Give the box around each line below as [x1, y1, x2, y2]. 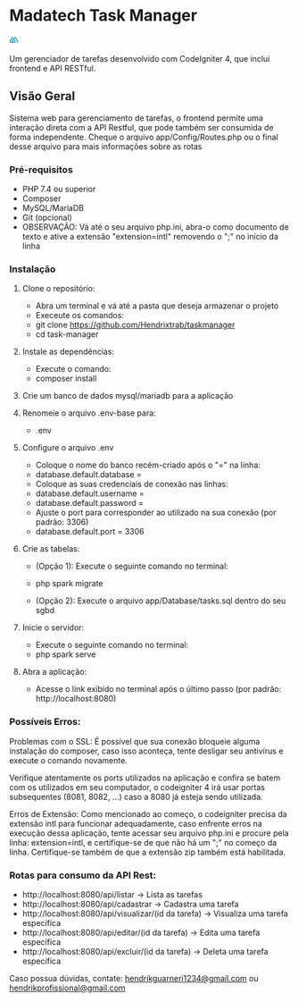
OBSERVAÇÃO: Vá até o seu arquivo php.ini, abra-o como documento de [21, 222, 290, 232]
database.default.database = [35, 469, 143, 480]
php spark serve [35, 649, 96, 660]
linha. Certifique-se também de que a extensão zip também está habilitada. [9, 846, 286, 857]
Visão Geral [9, 88, 76, 104]
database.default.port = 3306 [35, 526, 145, 537]
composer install [35, 373, 97, 384]
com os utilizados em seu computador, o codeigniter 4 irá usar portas [9, 781, 266, 792]
